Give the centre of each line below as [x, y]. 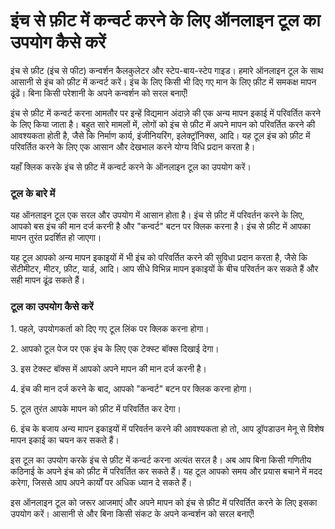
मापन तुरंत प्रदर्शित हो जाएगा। [56, 238]
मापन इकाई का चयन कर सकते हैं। [65, 440]
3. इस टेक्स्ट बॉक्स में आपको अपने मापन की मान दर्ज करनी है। [109, 368]
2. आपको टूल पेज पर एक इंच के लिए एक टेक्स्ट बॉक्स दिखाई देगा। [115, 348]
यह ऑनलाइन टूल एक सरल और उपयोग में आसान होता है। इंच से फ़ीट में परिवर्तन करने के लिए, [157, 215]
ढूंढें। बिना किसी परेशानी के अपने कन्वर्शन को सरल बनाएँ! [99, 93]
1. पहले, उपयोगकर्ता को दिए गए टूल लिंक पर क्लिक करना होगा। [110, 328]
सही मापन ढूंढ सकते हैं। [48, 280]
